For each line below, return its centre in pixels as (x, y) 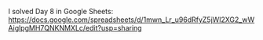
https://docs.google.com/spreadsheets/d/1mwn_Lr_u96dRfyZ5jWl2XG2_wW (131, 20)
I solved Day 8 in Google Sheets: (61, 11)
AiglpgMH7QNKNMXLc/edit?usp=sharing (75, 28)
